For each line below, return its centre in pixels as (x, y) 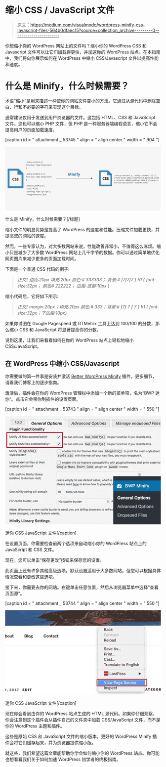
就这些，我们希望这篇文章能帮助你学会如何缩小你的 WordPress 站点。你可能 (82, 753)
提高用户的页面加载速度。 (31, 129)
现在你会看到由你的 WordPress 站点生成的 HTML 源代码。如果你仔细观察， (81, 714)
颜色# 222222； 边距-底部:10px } (76, 286)
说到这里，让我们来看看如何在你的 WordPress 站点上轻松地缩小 (69, 340)
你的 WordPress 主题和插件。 (35, 726)
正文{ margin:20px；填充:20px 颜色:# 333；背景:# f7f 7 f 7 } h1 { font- (88, 307)
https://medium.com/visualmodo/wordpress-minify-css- (88, 25)
